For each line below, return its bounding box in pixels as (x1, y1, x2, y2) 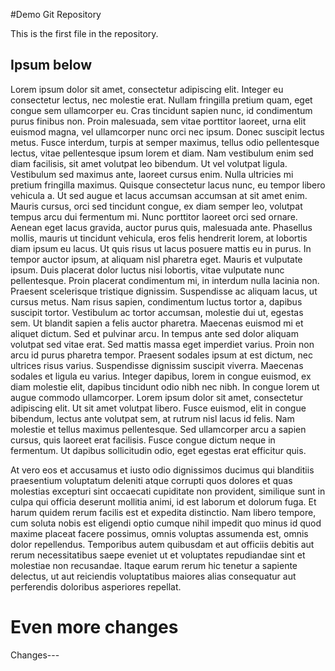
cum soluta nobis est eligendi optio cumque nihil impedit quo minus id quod (10, 517, 322, 529)
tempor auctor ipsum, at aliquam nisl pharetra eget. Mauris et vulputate (10, 253, 303, 265)
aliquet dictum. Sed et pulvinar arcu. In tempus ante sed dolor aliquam (10, 327, 299, 339)
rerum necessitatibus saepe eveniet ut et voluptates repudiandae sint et (10, 549, 306, 561)
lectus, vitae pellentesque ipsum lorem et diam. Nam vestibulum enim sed (10, 147, 314, 159)
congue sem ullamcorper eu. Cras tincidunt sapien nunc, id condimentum (10, 104, 313, 116)
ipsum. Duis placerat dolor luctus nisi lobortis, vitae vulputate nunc (10, 264, 285, 276)
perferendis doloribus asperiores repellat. (10, 580, 182, 593)
